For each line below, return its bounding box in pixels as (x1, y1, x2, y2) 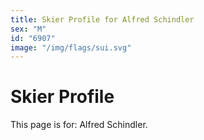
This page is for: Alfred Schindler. (10, 119, 148, 131)
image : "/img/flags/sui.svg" (10, 42, 132, 53)
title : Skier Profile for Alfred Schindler (10, 14, 195, 25)
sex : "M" (10, 24, 47, 34)
